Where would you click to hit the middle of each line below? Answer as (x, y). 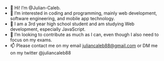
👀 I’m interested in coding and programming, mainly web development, (84, 13)
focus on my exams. (31, 40)
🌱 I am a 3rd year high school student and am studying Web (72, 24)
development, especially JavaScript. (48, 29)
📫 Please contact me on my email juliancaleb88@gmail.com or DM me (84, 46)
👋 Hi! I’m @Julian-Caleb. (35, 8)
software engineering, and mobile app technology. (62, 18)
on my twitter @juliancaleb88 (40, 53)
